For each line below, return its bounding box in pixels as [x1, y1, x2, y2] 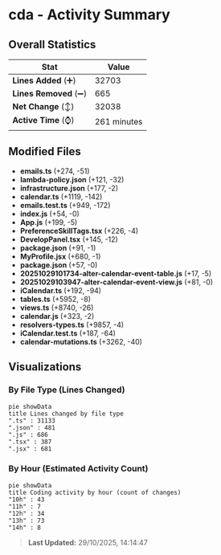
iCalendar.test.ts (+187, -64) [19, 328, 117, 338]
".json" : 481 [8, 423, 56, 431]
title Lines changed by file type [8, 410, 125, 418]
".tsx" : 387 [8, 438, 52, 446]
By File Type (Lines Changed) [8, 384, 125, 395]
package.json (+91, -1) [19, 243, 96, 252]
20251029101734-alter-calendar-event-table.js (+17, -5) [19, 268, 212, 278]
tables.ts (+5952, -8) [19, 294, 91, 304]
